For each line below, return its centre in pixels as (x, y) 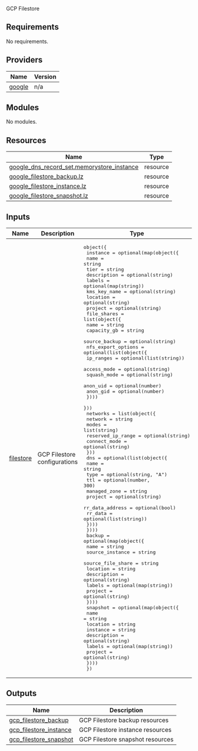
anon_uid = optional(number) (123, 386)
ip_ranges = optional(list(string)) (135, 358)
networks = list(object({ (121, 414)
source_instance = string (121, 552)
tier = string (105, 269)
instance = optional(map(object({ (133, 253)
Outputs (22, 693)
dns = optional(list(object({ (127, 458)
